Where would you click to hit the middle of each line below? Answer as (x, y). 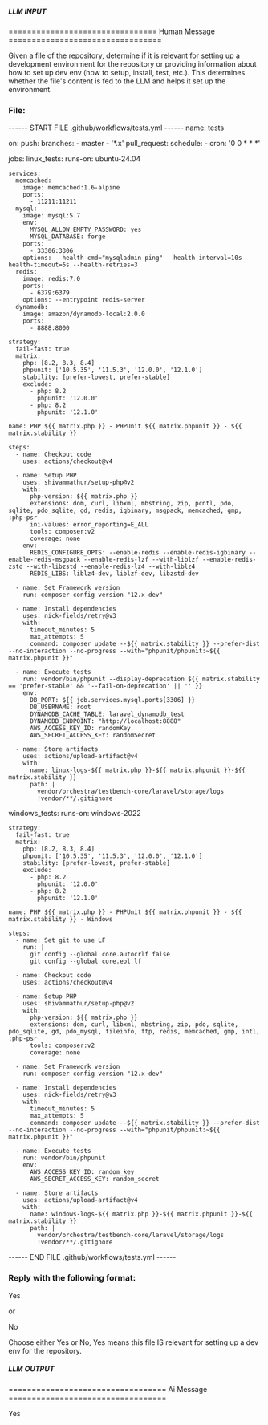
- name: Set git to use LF (61, 940)
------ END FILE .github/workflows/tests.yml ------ (92, 1257)
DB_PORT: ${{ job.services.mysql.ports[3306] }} (112, 700)
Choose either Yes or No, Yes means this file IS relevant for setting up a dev (134, 1342)
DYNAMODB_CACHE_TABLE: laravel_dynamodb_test (107, 714)
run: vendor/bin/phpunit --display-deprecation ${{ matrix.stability (142, 679)
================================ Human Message (112, 31)
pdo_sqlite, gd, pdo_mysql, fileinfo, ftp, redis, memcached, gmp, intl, (134, 1032)
